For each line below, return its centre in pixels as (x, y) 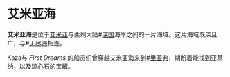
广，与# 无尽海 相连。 (36, 43)
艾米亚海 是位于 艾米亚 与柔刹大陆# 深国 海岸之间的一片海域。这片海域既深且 (112, 34)
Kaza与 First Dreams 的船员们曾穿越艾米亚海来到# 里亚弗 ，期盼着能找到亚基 (115, 57)
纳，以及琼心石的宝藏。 (41, 66)
